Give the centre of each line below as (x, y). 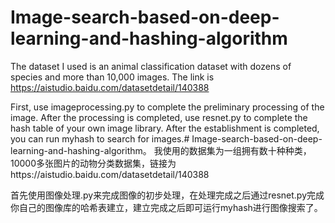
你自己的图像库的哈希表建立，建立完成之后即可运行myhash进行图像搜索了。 (166, 207)
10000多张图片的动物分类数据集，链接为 (93, 163)
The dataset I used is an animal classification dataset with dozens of (151, 66)
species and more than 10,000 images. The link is (112, 77)
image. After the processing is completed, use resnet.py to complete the (159, 117)
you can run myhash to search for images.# (100, 138)
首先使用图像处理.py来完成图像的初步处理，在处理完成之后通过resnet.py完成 (167, 195)
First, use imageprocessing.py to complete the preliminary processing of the (167, 107)
